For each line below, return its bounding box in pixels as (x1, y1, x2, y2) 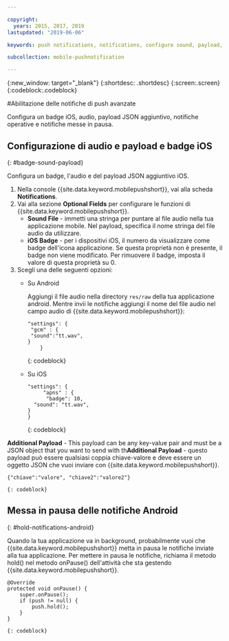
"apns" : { (43, 389, 74, 396)
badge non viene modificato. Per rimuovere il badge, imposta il (27, 251, 206, 259)
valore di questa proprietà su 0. (27, 258, 117, 266)
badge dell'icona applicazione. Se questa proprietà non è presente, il (27, 243, 223, 252)
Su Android (27, 278, 60, 287)
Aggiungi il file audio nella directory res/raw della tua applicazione (27, 292, 215, 301)
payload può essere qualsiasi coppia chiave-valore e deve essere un (7, 453, 201, 462)
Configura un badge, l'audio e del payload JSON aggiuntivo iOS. (7, 172, 189, 180)
